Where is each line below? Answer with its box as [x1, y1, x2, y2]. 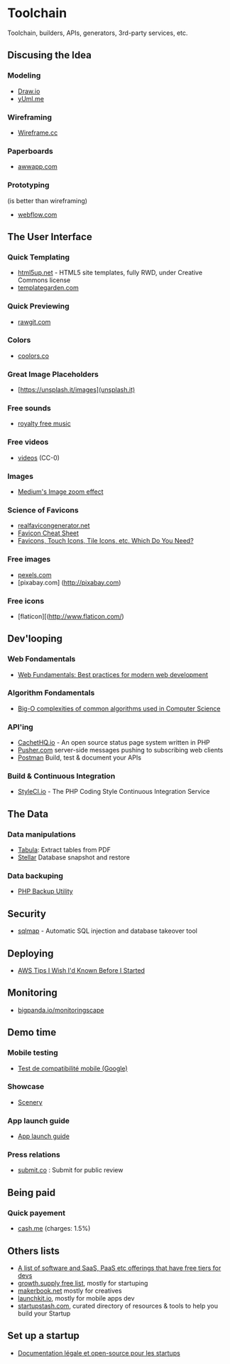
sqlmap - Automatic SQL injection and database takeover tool [17, 926, 197, 935]
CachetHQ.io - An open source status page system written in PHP [17, 738, 211, 747]
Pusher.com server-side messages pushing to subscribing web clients [17, 746, 224, 755]
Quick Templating [7, 252, 70, 262]
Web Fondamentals [7, 654, 76, 664]
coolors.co [17, 351, 50, 360]
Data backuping [7, 871, 64, 881]
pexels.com [17, 570, 52, 579]
